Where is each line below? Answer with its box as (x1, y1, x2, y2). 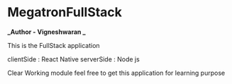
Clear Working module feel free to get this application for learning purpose (7, 68, 226, 77)
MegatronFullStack (7, 4, 123, 20)
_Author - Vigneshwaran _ (7, 28, 87, 36)
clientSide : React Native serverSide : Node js (7, 54, 140, 64)
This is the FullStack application (7, 41, 101, 49)
